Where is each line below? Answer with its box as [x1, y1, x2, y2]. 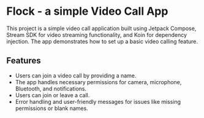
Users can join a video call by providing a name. [15, 72, 137, 79]
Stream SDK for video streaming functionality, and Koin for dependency [6, 31, 187, 38]
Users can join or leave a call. [15, 91, 90, 99]
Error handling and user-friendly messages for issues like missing [15, 98, 181, 105]
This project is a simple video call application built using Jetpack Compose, [6, 25, 197, 32]
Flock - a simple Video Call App [6, 4, 168, 18]
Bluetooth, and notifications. [15, 85, 87, 92]
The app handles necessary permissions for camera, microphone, [15, 78, 182, 85]
